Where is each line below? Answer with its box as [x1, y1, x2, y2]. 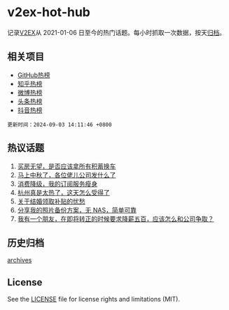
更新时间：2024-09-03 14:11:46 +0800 [7, 121, 112, 128]
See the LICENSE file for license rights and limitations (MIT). [7, 295, 181, 304]
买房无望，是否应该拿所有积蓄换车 [17, 162, 116, 170]
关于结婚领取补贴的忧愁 [17, 197, 85, 205]
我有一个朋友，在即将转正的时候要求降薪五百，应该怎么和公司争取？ [17, 215, 214, 223]
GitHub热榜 [17, 71, 50, 79]
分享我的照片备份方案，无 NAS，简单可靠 [17, 205, 137, 214]
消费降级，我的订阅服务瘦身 [17, 180, 98, 188]
